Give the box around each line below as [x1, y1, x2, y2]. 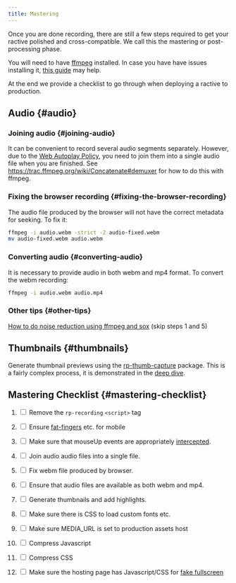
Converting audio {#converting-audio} [8, 252, 144, 262]
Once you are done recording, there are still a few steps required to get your [8, 30, 229, 38]
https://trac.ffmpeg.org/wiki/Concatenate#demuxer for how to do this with [8, 167, 224, 175]
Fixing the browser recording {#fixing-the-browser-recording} [8, 192, 227, 201]
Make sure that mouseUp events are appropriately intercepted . [28, 437, 211, 446]
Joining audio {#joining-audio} [8, 128, 116, 138]
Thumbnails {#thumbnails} [8, 342, 129, 354]
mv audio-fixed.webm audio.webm [8, 235, 103, 243]
